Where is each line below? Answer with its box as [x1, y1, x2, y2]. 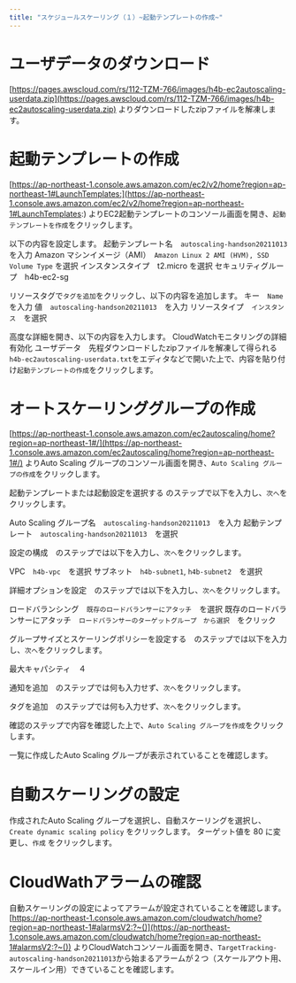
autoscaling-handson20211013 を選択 [40, 529, 178, 539]
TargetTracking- [217, 944, 277, 953]
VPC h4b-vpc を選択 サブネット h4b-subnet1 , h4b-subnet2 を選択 [9, 566, 263, 577]
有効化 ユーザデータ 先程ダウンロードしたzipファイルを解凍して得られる [9, 342, 277, 352]
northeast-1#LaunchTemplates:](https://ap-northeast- [9, 188, 205, 199]
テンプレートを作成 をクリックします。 [9, 219, 138, 230]
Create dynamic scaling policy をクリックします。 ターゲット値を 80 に [9, 826, 274, 837]
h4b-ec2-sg [24, 271, 69, 282]
